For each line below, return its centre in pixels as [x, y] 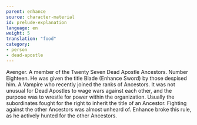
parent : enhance [26, 11]
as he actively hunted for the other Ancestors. [62, 116]
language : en [22, 28]
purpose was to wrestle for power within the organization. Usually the [90, 97]
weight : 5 [18, 33]
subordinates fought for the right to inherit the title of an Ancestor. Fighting [96, 103]
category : [18, 45]
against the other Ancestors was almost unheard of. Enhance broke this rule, [99, 109]
